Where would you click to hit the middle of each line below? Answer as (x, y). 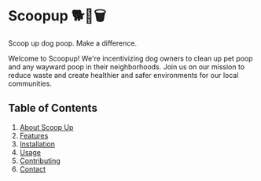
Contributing (40, 161)
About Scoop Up (46, 127)
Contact (32, 169)
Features (34, 135)
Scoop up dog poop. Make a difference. (73, 43)
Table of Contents (53, 108)
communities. (30, 83)
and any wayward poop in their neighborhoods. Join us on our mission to (127, 66)
